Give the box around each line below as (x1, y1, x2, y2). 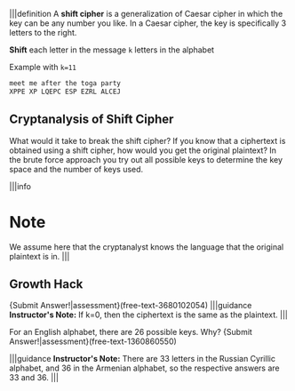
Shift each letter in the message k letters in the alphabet (9, 44, 215, 55)
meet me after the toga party (9, 79, 122, 88)
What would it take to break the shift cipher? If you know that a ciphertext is (9, 135, 286, 146)
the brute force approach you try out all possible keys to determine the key (9, 154, 283, 164)
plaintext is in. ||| (9, 251, 70, 261)
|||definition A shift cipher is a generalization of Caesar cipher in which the (9, 9, 283, 19)
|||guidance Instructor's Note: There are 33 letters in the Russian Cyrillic (9, 354, 275, 364)
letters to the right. (9, 28, 77, 37)
